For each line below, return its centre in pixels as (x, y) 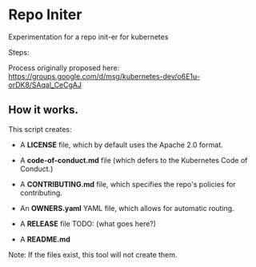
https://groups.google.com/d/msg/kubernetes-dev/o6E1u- (104, 76)
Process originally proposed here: (64, 68)
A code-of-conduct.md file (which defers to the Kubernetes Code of (134, 160)
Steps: (19, 52)
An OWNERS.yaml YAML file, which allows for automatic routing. (127, 208)
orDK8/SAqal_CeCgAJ (45, 85)
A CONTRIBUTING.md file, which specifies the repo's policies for (128, 184)
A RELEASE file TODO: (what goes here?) (88, 223)
